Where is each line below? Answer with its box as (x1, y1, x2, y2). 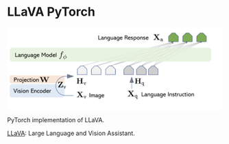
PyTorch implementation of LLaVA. (7, 116, 105, 124)
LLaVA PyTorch (7, 4, 96, 20)
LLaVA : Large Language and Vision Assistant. (7, 129, 135, 137)
